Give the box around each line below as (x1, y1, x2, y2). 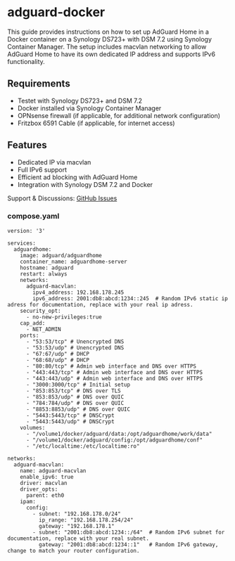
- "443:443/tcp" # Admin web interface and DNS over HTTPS (25, 368, 203, 376)
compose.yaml (7, 212, 60, 221)
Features (7, 139, 47, 151)
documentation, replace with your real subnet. (7, 535, 150, 542)
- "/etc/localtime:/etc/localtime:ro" (25, 442, 140, 450)
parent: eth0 (25, 491, 65, 499)
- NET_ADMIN (25, 325, 61, 333)
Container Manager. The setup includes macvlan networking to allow (7, 42, 207, 51)
